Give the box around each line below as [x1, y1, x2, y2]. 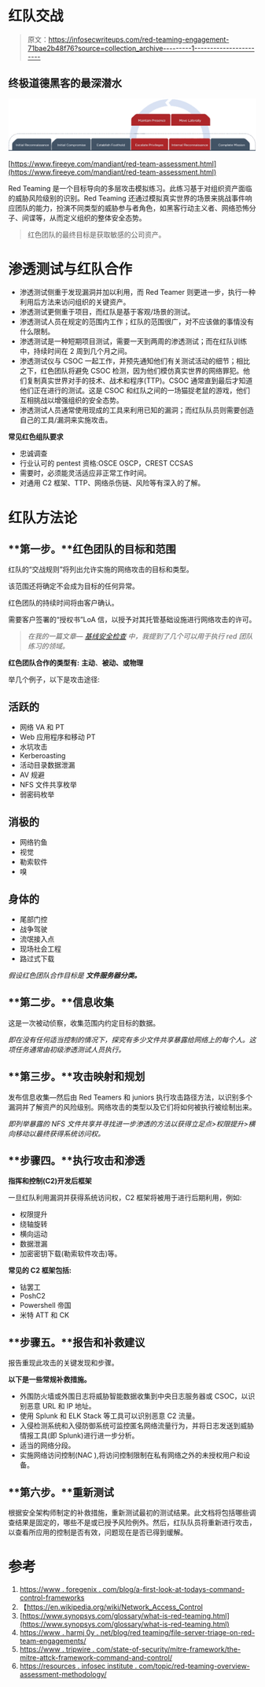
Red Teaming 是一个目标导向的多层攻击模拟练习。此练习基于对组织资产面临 [8, 183, 253, 193]
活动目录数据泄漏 [19, 761, 75, 770]
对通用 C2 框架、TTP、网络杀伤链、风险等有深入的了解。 [19, 478, 205, 488]
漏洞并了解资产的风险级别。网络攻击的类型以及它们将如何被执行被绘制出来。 [8, 1102, 256, 1111]
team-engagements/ [19, 1636, 86, 1645]
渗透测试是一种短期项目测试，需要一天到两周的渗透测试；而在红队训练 [19, 337, 248, 346]
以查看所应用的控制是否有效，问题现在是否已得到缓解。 [8, 1527, 187, 1537]
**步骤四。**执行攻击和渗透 [8, 1154, 145, 1167]
